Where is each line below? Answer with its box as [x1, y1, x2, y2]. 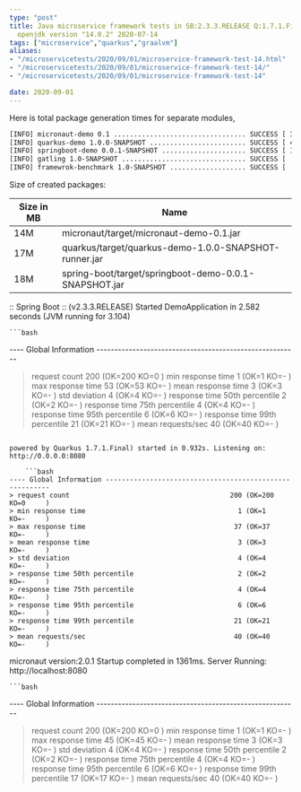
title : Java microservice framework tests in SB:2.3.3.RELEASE [9, 22, 251, 30]
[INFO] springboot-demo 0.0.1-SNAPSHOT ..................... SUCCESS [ [9, 146, 287, 155]
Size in [19, 201, 48, 213]
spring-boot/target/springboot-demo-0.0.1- [62, 267, 255, 279]
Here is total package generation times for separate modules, [9, 112, 236, 123]
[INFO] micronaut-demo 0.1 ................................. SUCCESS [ [9, 129, 287, 139]
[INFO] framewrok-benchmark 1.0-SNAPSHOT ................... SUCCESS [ [9, 163, 287, 172]
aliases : [9, 47, 42, 56]
